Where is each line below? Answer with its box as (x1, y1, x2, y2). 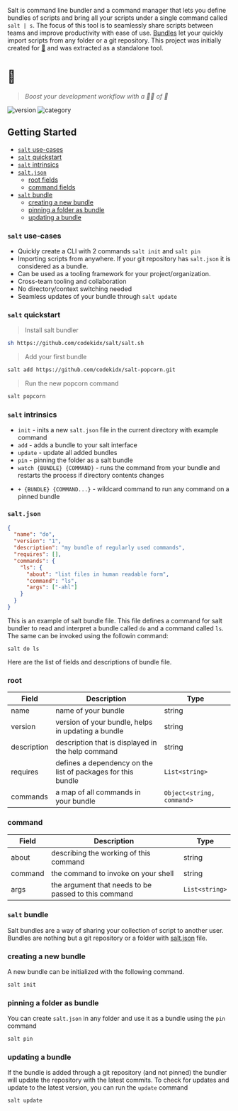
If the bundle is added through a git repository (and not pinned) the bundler (7, 1068, 227, 1077)
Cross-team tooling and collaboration (17, 277, 127, 286)
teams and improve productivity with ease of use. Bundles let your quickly (7, 28, 224, 37)
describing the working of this (51, 848, 151, 858)
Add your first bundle (24, 353, 87, 361)
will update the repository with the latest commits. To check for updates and (7, 1076, 229, 1085)
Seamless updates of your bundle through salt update (17, 292, 177, 301)
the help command (55, 747, 118, 757)
